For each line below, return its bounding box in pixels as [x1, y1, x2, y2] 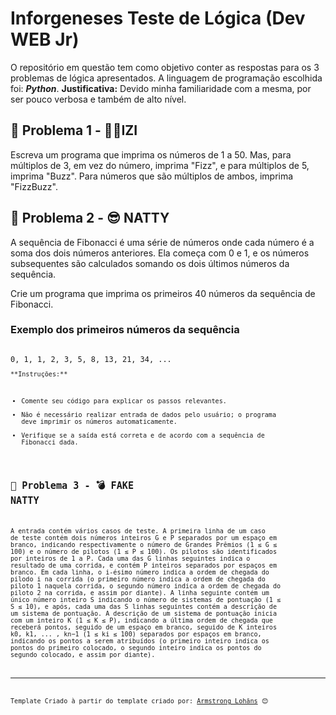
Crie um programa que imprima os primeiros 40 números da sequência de [10, 287, 316, 299]
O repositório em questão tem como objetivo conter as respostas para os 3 [10, 61, 320, 73]
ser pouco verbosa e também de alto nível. [10, 93, 187, 105]
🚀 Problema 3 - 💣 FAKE [10, 480, 135, 492]
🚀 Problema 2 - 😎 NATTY [10, 210, 170, 227]
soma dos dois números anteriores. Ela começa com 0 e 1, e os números [10, 247, 310, 259]
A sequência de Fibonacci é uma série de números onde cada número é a [10, 236, 315, 248]
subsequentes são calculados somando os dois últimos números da [10, 257, 290, 269]
